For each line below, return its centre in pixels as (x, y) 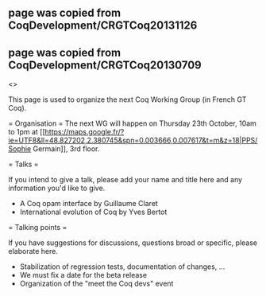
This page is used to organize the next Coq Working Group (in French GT (127, 99)
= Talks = (23, 164)
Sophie (20, 149)
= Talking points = (38, 228)
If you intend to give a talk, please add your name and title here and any (125, 180)
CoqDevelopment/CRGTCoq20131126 (103, 26)
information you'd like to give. (57, 188)
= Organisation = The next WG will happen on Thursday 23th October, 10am (132, 123)
